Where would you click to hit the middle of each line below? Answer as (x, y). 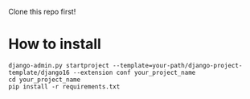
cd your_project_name (45, 80)
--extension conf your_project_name (134, 72)
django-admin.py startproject (59, 65)
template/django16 (39, 72)
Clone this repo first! (42, 12)
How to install (55, 44)
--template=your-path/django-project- (177, 65)
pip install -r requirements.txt (64, 87)
